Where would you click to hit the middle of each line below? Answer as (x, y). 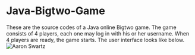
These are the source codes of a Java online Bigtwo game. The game (91, 27)
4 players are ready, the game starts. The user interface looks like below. (95, 40)
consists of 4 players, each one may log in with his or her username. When (98, 33)
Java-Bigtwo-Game (56, 11)
